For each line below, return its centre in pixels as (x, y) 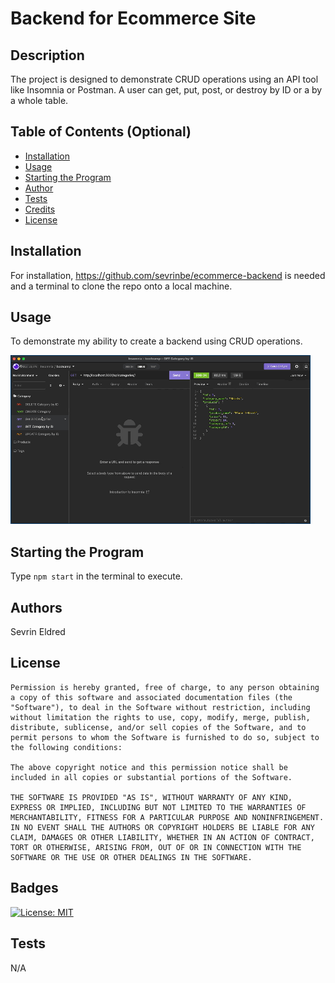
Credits (40, 209)
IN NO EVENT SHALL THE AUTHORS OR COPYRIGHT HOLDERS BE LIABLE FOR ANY (162, 827)
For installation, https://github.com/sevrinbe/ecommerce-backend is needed (168, 275)
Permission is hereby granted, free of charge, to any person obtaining (165, 687)
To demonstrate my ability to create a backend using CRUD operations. (156, 341)
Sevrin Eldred (38, 632)
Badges (34, 888)
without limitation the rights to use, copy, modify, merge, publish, (160, 717)
